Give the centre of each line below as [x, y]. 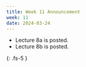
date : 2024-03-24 [28, 23]
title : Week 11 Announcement [43, 12]
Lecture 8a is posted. [42, 40]
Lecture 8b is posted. [42, 46]
